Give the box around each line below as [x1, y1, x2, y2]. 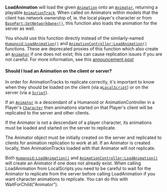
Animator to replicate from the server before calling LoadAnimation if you [5, 171, 156, 177]
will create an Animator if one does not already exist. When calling [5, 160, 141, 166]
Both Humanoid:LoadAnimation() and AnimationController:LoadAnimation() [5, 155, 158, 161]
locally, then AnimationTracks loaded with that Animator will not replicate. [5, 145, 156, 151]
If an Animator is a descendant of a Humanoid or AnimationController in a [5, 99, 155, 105]
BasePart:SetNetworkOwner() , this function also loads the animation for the [5, 20, 158, 26]
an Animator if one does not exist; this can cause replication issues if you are [5, 51, 163, 57]
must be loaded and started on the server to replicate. [5, 125, 116, 131]
